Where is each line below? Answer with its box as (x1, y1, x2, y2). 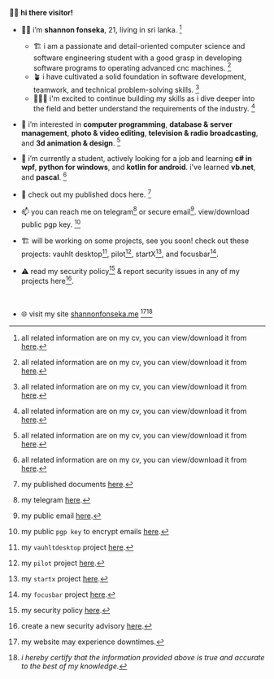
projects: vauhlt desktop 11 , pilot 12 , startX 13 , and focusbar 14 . (20, 247, 219, 259)
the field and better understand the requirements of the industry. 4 (33, 102, 255, 113)
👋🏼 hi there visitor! (9, 8, 74, 17)
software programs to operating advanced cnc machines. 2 (33, 61, 232, 72)
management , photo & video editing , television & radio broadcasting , (20, 128, 259, 137)
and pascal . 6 (20, 171, 67, 182)
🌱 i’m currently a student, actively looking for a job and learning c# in (20, 154, 253, 163)
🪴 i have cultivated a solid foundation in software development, (33, 72, 246, 81)
